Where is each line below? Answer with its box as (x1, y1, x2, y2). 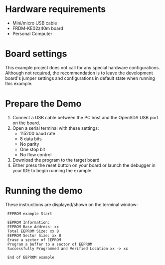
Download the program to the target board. (12, 157, 101, 163)
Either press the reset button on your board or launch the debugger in (12, 162, 156, 168)
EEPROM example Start (7, 211, 52, 216)
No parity (19, 141, 39, 147)
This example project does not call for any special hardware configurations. (5, 64, 161, 70)
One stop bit (19, 146, 45, 152)
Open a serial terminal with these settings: (12, 125, 99, 131)
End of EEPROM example (7, 255, 55, 260)
